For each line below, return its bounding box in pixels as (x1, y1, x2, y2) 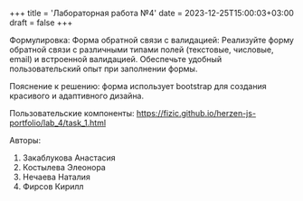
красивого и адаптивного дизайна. (9, 90, 145, 101)
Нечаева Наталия (22, 171, 90, 182)
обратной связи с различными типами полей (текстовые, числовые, (9, 44, 274, 55)
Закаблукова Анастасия (22, 152, 116, 163)
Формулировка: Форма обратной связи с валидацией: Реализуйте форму (9, 35, 294, 45)
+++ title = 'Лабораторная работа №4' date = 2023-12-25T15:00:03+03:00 (9, 8, 294, 18)
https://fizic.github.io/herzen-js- (136, 108, 256, 118)
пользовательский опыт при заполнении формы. (9, 63, 198, 74)
